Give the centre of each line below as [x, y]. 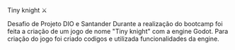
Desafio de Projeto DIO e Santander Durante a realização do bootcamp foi [115, 24]
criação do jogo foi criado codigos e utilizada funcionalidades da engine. [113, 39]
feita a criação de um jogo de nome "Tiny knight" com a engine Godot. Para [118, 31]
